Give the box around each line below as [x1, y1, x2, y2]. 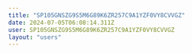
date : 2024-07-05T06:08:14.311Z [8, 19, 115, 26]
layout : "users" [8, 33, 62, 41]
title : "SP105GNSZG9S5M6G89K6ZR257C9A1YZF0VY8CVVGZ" [8, 11, 186, 19]
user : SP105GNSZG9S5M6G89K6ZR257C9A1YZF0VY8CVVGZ [8, 26, 175, 34]
